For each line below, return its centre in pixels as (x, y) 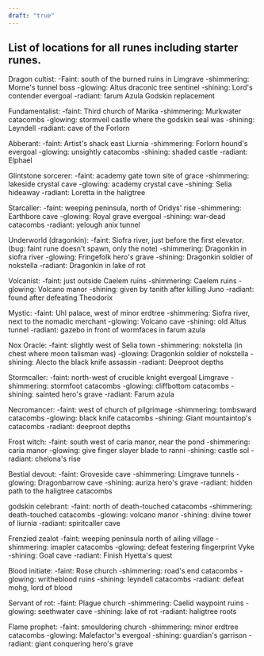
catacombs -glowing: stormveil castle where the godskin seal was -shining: (132, 120)
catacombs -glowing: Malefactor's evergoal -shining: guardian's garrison (128, 635)
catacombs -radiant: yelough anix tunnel (74, 225)
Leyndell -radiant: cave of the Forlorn (69, 129)
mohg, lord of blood (40, 588)
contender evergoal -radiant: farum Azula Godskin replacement (112, 96)
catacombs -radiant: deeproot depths (69, 427)
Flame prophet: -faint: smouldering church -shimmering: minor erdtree (124, 627)
